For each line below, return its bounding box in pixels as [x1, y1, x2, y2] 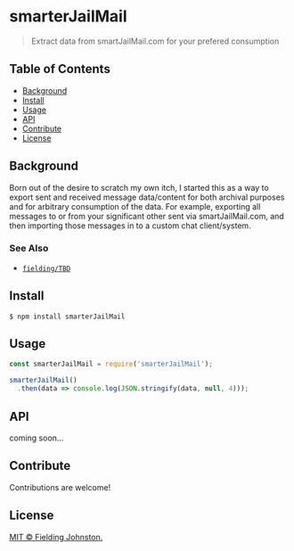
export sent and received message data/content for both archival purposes [9, 192, 285, 202]
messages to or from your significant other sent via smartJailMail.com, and [9, 210, 285, 221]
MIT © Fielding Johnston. [9, 531, 103, 542]
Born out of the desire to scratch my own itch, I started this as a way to [9, 182, 269, 193]
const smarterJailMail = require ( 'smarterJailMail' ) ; [9, 359, 214, 369]
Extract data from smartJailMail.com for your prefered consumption [30, 36, 280, 46]
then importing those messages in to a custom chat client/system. [9, 220, 251, 231]
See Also [9, 243, 49, 255]
